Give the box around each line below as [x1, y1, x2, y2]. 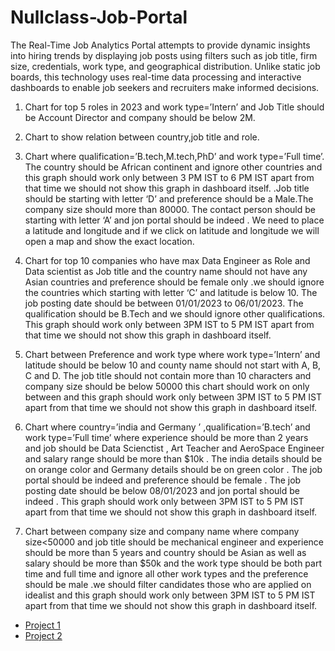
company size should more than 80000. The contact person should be [24, 203, 316, 215]
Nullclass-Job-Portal [10, 6, 188, 29]
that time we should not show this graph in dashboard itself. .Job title [24, 182, 310, 194]
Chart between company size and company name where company [24, 525, 300, 537]
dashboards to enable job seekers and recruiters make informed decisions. [10, 81, 320, 93]
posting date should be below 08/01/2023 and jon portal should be [24, 484, 300, 496]
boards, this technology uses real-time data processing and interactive [10, 71, 302, 83]
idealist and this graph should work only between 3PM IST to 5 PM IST [24, 589, 316, 601]
